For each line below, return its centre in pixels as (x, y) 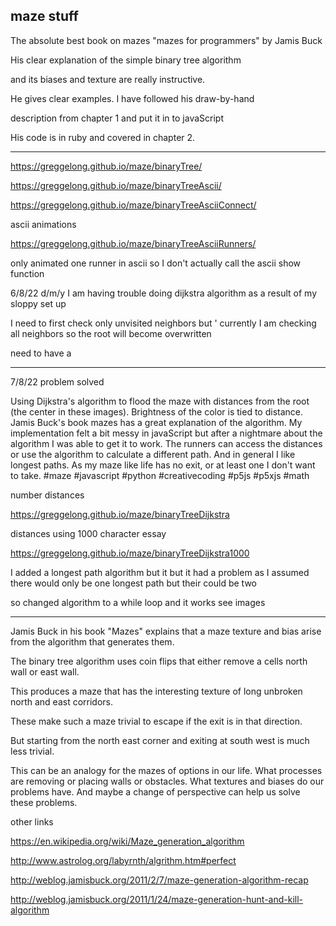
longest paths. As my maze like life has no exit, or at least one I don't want (163, 465)
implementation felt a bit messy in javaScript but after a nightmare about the (166, 433)
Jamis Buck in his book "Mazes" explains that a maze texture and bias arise (166, 631)
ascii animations (43, 224)
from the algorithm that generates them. (92, 641)
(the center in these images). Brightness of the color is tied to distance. (157, 411)
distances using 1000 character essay (88, 533)
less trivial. (32, 751)
